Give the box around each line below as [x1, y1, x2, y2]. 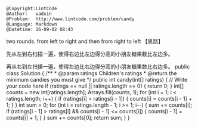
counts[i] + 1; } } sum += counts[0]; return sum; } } [6, 114, 130, 121]
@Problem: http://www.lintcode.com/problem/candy [6, 16, 135, 22]
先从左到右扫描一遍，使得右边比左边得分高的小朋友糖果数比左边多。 [6, 51, 174, 57]
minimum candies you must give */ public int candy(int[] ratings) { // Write [6, 76, 188, 83]
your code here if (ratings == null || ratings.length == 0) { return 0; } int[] [6, 82, 184, 89]
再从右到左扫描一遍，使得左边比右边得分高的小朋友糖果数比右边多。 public [6, 63, 190, 70]
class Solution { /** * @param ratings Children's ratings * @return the [6, 70, 177, 77]
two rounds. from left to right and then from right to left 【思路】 [6, 38, 164, 45]
